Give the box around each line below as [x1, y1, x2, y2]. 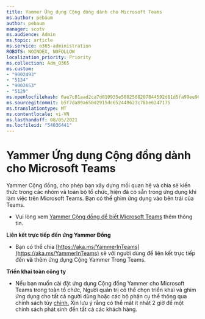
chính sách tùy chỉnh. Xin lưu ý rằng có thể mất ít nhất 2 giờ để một [15, 299, 184, 307]
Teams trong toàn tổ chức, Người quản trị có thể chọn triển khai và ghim [15, 286, 196, 293]
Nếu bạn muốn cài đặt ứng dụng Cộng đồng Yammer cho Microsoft [15, 280, 185, 287]
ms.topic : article [6, 37, 53, 43]
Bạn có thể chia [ [15, 243, 58, 251]
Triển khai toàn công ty [6, 268, 66, 275]
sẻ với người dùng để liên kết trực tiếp [100, 249, 196, 257]
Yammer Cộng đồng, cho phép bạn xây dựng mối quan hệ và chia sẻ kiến [6, 182, 191, 189]
